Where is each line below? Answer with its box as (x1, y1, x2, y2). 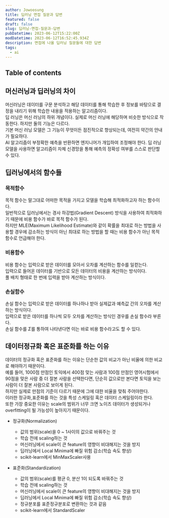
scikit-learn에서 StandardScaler (20, 507, 85, 513)
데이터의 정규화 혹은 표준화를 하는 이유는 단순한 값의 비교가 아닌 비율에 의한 (5, 356, 153, 363)
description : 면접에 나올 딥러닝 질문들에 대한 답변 (5, 41, 101, 46)
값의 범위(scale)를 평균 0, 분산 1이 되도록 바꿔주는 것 (20, 475, 124, 482)
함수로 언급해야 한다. (5, 235, 46, 241)
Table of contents (5, 68, 62, 77)
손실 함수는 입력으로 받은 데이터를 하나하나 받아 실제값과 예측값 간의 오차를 (5, 300, 152, 306)
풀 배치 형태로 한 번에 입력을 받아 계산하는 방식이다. (5, 274, 106, 280)
